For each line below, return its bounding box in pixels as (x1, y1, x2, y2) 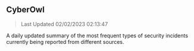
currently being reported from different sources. (6, 38, 124, 45)
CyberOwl (6, 5, 45, 15)
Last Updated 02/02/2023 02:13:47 (20, 20, 109, 27)
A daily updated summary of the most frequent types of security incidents (6, 32, 189, 39)
